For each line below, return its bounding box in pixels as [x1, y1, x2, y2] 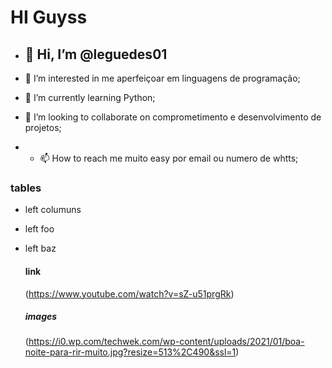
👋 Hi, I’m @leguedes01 [24, 46, 168, 63]
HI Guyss [10, 6, 88, 29]
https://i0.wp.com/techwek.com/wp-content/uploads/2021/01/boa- [28, 336, 305, 348]
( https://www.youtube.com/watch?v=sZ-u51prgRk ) [24, 287, 235, 300]
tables [10, 181, 42, 195]
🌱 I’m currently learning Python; [24, 92, 156, 103]
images [24, 311, 58, 323]
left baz [24, 242, 57, 255]
